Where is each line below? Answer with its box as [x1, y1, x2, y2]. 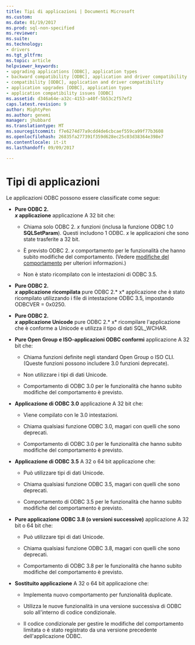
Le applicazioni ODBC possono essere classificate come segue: [6, 194, 160, 202]
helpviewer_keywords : [6, 63, 59, 69]
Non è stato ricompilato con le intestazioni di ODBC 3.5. [23, 271, 158, 278]
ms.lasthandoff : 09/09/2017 [6, 145, 75, 151]
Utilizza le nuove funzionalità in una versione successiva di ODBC [23, 603, 182, 610]
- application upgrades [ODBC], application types [6, 85, 132, 91]
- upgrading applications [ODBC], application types [6, 69, 138, 74]
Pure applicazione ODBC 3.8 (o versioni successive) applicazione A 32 [14, 516, 189, 523]
